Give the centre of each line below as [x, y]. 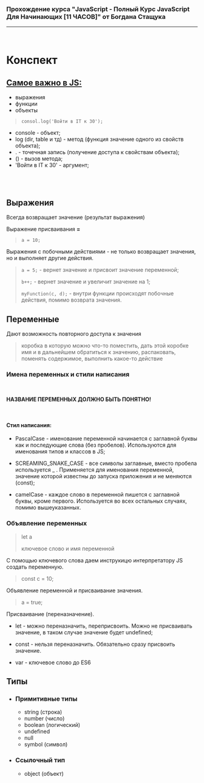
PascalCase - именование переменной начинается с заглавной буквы [106, 439]
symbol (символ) [46, 745]
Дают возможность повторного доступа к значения [74, 333]
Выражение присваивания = [43, 229]
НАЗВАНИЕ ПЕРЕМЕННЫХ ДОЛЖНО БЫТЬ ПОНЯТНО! [79, 399]
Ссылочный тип [40, 760]
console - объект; [38, 133]
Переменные [33, 319]
